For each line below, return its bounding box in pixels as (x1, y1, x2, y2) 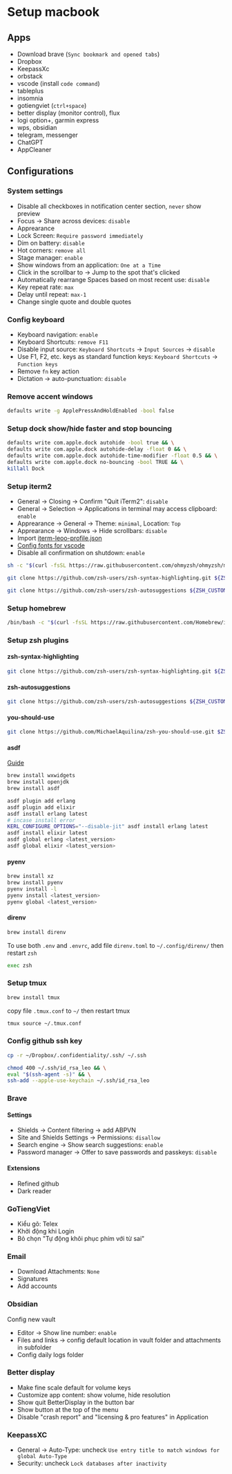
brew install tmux (7, 993, 60, 1001)
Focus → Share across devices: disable (17, 216, 130, 225)
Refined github (17, 1179, 59, 1188)
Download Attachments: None (17, 1267, 100, 1276)
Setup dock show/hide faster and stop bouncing (7, 424, 173, 433)
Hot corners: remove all (17, 246, 86, 254)
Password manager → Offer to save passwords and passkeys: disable (17, 1148, 217, 1157)
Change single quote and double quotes (17, 297, 132, 306)
